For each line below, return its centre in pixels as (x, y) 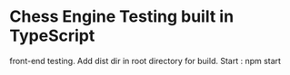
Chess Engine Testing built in (122, 17)
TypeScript (52, 36)
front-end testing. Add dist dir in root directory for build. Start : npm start (145, 61)
